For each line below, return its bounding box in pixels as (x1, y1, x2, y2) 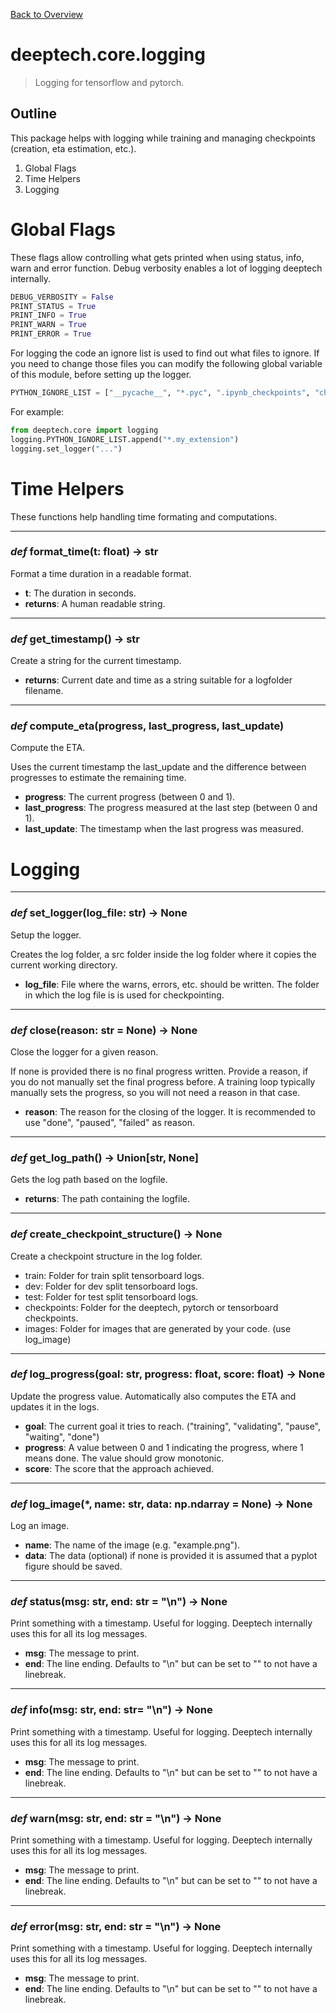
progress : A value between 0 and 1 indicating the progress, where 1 (24, 1441, 304, 1453)
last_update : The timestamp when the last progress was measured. (24, 823, 304, 835)
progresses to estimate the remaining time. (10, 772, 187, 784)
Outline (10, 105, 57, 123)
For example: (10, 405, 65, 418)
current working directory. (10, 959, 118, 971)
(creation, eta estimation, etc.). (10, 142, 137, 154)
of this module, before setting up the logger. (10, 369, 192, 381)
